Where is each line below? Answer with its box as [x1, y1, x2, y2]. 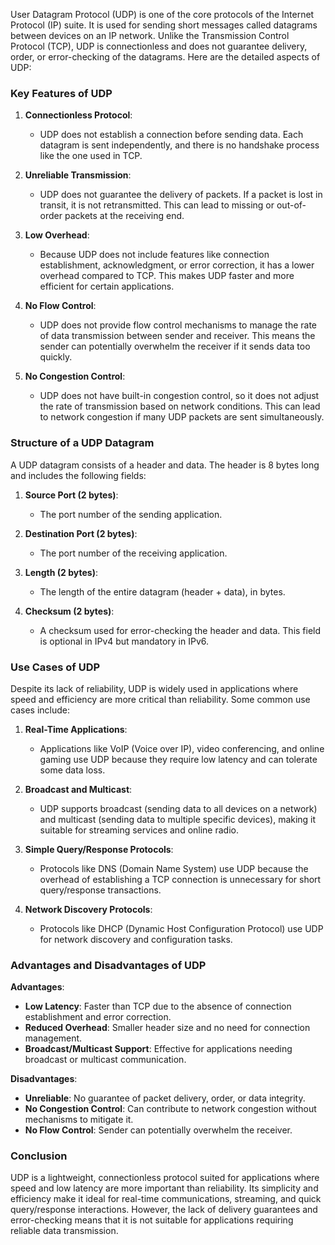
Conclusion [10, 1149, 68, 1163]
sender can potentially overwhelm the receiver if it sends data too [39, 340, 311, 353]
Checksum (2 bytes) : [24, 605, 115, 617]
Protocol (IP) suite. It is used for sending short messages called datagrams [10, 19, 318, 31]
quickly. [39, 351, 73, 363]
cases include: [10, 704, 70, 716]
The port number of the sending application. [39, 508, 223, 520]
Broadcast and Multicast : [24, 783, 133, 795]
